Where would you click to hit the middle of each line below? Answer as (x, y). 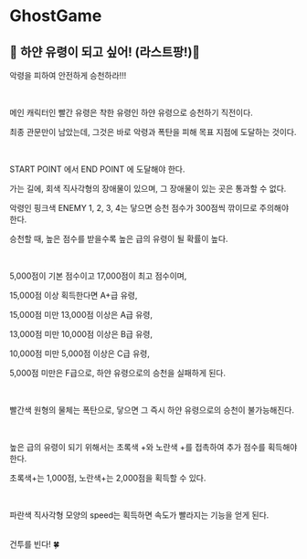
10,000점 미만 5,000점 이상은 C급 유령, (80, 353)
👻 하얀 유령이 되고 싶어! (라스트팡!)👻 (105, 52)
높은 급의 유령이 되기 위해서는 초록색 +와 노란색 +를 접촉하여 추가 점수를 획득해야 (153, 447)
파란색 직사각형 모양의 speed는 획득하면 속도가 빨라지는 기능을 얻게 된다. (139, 515)
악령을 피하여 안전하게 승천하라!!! (68, 75)
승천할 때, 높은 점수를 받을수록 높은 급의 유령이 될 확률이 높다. (119, 239)
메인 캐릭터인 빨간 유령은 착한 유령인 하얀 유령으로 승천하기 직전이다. (131, 112)
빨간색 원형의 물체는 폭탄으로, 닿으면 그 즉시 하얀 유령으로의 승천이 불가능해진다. (152, 410)
